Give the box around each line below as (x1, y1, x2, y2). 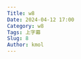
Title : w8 (7, 9, 35, 17)
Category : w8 (7, 22, 44, 29)
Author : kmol (7, 41, 44, 48)
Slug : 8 (7, 35, 29, 42)
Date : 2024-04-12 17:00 (7, 16, 75, 23)
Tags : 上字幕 (7, 28, 41, 36)
